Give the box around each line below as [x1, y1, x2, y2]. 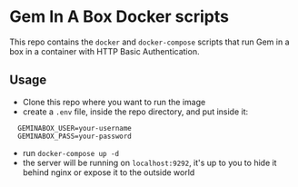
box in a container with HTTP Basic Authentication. [9, 45, 200, 56]
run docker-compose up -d [22, 147, 120, 158]
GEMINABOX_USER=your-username [17, 123, 132, 133]
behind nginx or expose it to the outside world [22, 166, 195, 178]
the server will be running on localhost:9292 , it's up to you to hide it [22, 157, 277, 168]
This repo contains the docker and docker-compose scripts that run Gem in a [9, 36, 290, 47]
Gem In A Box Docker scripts [9, 6, 230, 27]
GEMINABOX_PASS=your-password [17, 132, 132, 141]
